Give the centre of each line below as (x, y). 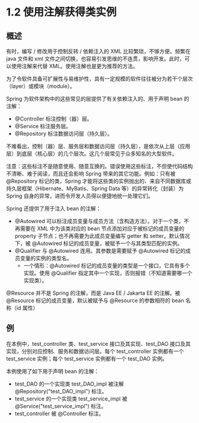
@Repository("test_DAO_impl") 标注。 (61, 391)
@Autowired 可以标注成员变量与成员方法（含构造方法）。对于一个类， (99, 221)
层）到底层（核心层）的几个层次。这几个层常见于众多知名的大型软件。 (92, 154)
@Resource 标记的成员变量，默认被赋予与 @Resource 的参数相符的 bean (95, 300)
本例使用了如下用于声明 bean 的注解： (53, 371)
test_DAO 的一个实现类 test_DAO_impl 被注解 (69, 384)
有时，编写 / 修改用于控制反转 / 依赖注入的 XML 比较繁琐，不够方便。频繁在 (98, 51)
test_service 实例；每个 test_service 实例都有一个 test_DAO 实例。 (87, 358)
